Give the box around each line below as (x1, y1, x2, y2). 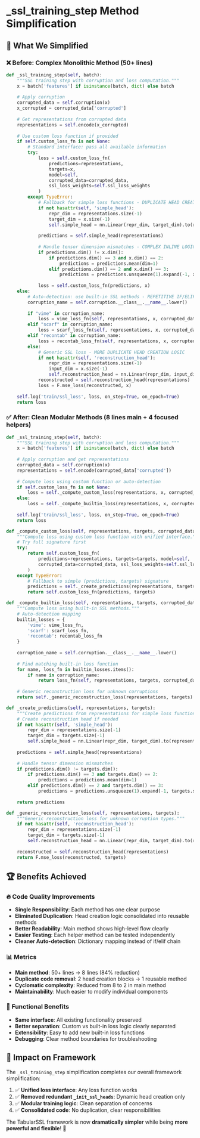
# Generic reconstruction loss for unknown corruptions (17, 689, 159, 695)
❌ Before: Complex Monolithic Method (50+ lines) (6, 58, 153, 67)
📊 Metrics (6, 953, 37, 961)
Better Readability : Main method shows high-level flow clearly (14, 925, 169, 932)
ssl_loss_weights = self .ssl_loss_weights (48, 183, 151, 189)
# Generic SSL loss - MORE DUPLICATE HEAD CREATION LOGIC (37, 349, 185, 355)
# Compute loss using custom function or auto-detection (17, 478, 161, 484)
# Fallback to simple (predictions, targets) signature (27, 578, 169, 584)
